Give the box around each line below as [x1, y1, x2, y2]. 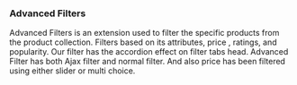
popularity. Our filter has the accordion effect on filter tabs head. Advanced [9, 47, 289, 57]
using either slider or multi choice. [9, 65, 136, 76]
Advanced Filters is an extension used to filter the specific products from [9, 28, 280, 38]
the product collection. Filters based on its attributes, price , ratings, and [9, 37, 277, 47]
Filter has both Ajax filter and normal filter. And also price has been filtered [9, 56, 286, 67]
